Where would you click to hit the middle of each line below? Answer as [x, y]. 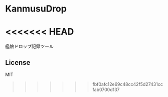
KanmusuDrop [36, 9]
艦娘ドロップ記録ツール [29, 46]
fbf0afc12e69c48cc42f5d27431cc [128, 84]
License [18, 63]
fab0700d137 [106, 89]
